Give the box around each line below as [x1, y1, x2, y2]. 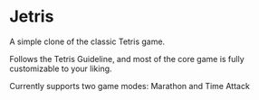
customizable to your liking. [9, 63, 112, 74]
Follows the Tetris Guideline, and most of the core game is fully [9, 53, 245, 64]
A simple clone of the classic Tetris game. [9, 36, 166, 47]
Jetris [9, 6, 54, 27]
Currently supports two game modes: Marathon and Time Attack [9, 80, 251, 91]
